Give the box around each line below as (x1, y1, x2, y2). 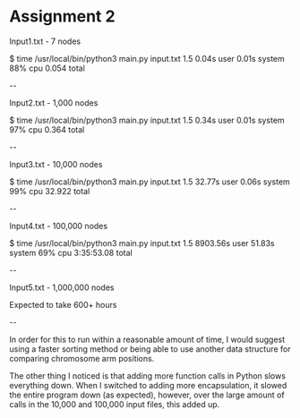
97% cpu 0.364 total (9, 124, 85, 135)
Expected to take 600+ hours (9, 299, 117, 310)
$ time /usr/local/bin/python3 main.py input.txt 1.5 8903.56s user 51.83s (9, 237, 275, 248)
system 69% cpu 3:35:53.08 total (9, 247, 133, 258)
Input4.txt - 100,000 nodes (9, 220, 108, 231)
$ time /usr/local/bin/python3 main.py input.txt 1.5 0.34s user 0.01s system (9, 115, 285, 125)
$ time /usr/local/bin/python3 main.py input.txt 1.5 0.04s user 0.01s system (9, 53, 285, 64)
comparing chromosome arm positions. (9, 353, 155, 363)
